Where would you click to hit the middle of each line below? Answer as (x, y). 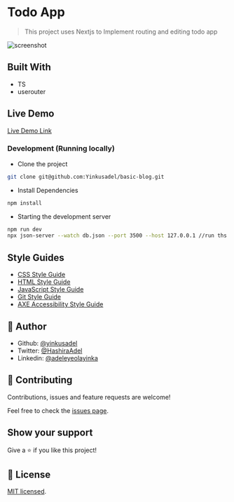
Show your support (50, 433)
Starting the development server (64, 216)
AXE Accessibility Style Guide (60, 304)
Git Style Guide (39, 297)
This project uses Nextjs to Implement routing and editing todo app (121, 32)
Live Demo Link (30, 130)
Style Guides (36, 258)
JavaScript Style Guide (50, 290)
